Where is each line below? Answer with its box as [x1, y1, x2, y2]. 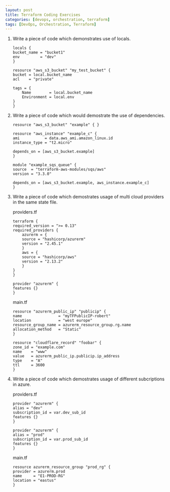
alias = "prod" [12, 432, 45, 437]
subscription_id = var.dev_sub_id [12, 410, 86, 416]
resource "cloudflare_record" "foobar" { [12, 340, 101, 346]
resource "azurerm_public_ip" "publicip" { [12, 309, 107, 314]
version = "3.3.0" [12, 171, 52, 176]
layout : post [5, 7, 33, 13]
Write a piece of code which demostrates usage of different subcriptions [12, 376, 165, 382]
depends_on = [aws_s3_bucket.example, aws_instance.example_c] [12, 180, 150, 186]
